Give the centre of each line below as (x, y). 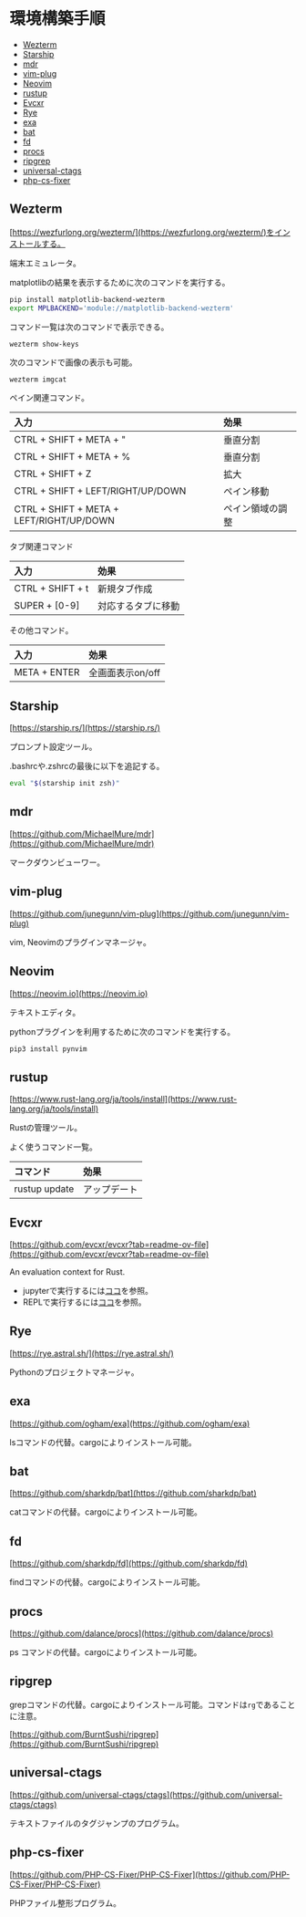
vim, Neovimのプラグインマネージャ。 (81, 942)
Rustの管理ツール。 (46, 1128)
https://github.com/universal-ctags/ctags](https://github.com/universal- (148, 1795)
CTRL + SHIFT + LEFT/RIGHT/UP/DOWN (100, 491)
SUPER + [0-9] (47, 606)
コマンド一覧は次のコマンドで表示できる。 (89, 327)
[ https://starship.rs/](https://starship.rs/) (85, 728)
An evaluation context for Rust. (67, 1272)
